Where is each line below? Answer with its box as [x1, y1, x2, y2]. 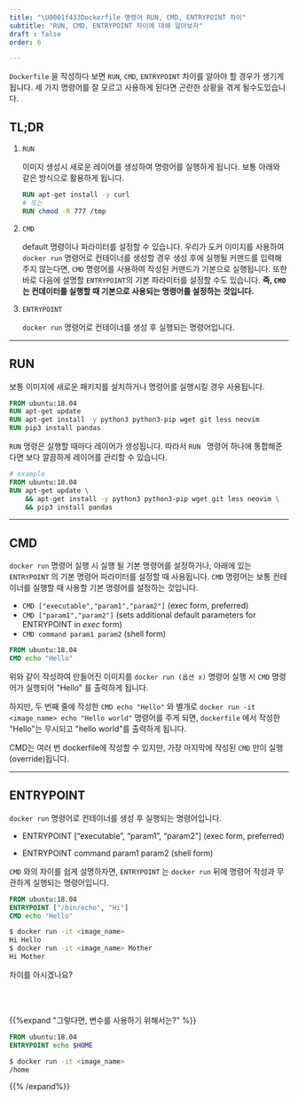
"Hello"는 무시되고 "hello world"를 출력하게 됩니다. [9, 723, 187, 734]
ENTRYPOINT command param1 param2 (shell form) [21, 848, 214, 858]
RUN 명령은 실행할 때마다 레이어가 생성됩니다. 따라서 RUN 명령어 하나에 [9, 441, 253, 451]
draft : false [9, 29, 62, 38]
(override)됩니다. [9, 753, 69, 764]
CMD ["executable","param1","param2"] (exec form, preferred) [21, 601, 249, 611]
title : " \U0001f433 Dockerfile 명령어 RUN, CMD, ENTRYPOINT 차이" [9, 12, 247, 22]
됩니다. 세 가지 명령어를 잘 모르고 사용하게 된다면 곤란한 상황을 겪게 [9, 82, 241, 93]
